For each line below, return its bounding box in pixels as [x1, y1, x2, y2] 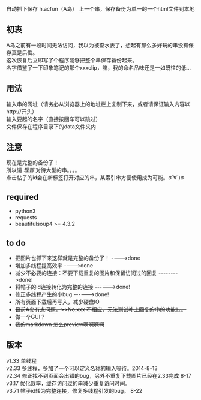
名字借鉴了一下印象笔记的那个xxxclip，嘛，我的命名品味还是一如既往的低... [6, 64, 191, 71]
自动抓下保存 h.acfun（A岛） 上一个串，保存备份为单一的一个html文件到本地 [6, 5, 195, 12]
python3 [14, 207, 36, 215]
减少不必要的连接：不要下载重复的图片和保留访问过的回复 [14, 269, 157, 277]
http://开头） [6, 107, 38, 115]
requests [14, 214, 37, 221]
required [6, 191, 39, 202]
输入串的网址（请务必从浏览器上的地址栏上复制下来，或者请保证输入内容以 [6, 100, 190, 107]
